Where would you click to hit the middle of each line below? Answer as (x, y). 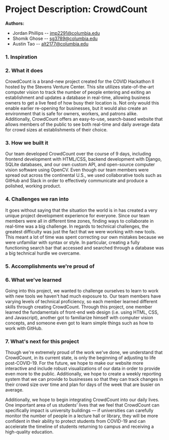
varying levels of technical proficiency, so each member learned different (81, 301)
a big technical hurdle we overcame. (43, 253)
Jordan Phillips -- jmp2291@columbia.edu (56, 33)
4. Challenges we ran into (37, 199)
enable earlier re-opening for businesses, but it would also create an (76, 108)
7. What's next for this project (42, 341)
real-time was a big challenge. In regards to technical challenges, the (77, 226)
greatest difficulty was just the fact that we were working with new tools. (81, 231)
